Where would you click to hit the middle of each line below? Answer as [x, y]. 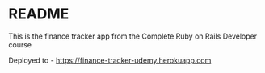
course [20, 44]
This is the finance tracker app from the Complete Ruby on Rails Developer [132, 36]
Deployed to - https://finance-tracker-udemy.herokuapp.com [110, 60]
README [39, 14]
